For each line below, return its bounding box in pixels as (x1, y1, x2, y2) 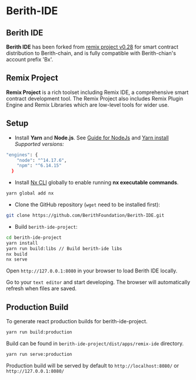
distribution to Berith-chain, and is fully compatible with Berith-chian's (6, 50, 177, 57)
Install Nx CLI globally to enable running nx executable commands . (14, 179, 179, 186)
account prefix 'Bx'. (6, 56, 54, 63)
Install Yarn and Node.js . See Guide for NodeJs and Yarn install (14, 134, 169, 141)
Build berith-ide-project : (14, 223, 78, 230)
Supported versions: (14, 140, 64, 147)
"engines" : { (6, 152, 38, 158)
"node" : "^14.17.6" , (16, 157, 67, 163)
